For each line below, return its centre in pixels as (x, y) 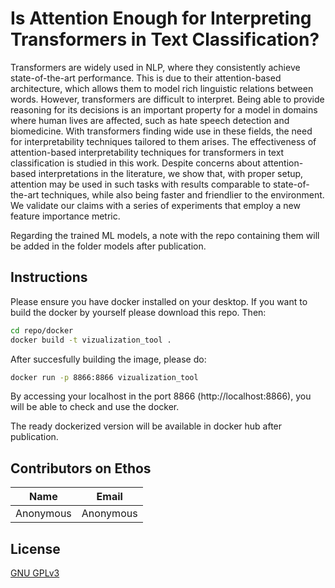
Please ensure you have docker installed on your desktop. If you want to (159, 301)
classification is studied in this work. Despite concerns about (135, 163)
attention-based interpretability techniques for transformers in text (147, 152)
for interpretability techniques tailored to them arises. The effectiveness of (163, 141)
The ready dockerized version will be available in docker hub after (146, 426)
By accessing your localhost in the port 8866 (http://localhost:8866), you (161, 396)
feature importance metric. (65, 216)
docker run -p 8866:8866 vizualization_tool (104, 377)
